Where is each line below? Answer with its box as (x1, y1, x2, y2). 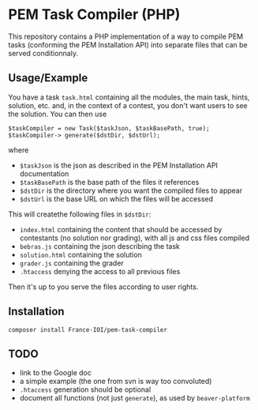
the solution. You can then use (8, 109, 107, 118)
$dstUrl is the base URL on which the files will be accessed (19, 194, 214, 203)
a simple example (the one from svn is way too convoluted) (19, 377, 212, 386)
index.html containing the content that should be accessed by (19, 224, 222, 234)
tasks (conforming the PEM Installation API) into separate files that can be (8, 39, 248, 49)
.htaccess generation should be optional (19, 385, 151, 394)
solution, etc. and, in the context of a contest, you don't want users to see (8, 100, 248, 110)
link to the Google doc (19, 368, 92, 378)
